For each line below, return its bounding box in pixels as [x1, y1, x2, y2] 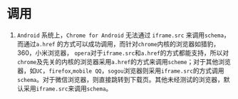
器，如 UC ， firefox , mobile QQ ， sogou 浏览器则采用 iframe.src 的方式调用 [16, 66, 225, 75]
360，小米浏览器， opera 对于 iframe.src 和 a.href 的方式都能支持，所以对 [16, 48, 229, 57]
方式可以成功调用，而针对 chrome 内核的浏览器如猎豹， [63, 39, 220, 48]
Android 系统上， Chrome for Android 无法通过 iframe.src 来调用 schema [16, 31, 224, 39]
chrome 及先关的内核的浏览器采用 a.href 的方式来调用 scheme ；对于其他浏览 [16, 57, 231, 66]
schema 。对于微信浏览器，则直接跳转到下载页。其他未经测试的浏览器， [16, 75, 224, 83]
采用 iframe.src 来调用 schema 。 [23, 84, 113, 93]
